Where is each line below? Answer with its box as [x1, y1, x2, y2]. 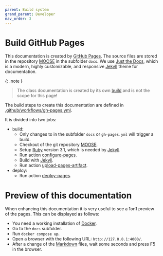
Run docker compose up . [12, 231, 60, 237]
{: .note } [5, 78, 23, 84]
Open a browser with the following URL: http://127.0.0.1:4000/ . [12, 236, 143, 242]
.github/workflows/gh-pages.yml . [5, 108, 72, 113]
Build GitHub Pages [5, 37, 85, 48]
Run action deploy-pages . [19, 173, 72, 179]
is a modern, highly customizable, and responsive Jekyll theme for [5, 64, 138, 70]
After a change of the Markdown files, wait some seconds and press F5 [12, 241, 156, 247]
